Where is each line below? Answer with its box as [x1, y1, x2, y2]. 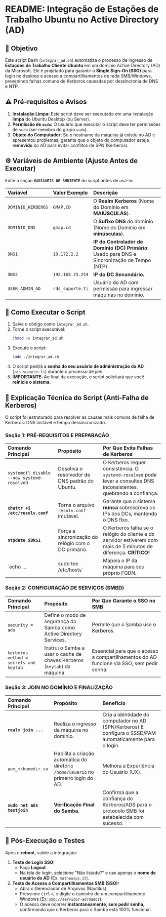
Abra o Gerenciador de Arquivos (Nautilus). [19, 885, 108, 891]
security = [7, 622, 33, 628]
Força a [58, 527, 76, 534]
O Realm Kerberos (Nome [93, 198, 154, 204]
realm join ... [7, 727, 43, 733]
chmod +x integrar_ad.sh [12, 336, 64, 341]
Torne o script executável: [12, 326, 66, 332]
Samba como [44, 624, 75, 631]
